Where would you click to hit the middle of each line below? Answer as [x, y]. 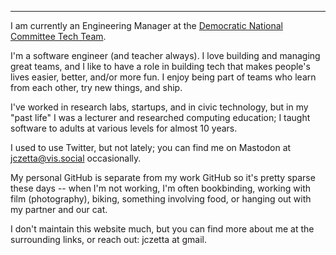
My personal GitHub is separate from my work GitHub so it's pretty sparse [163, 177]
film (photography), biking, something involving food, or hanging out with [161, 199]
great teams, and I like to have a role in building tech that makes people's [160, 66]
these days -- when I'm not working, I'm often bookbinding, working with [160, 188]
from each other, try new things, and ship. [96, 87]
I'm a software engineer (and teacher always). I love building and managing [165, 55]
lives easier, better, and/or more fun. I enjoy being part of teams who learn [163, 77]
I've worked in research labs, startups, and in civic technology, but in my [159, 107]
